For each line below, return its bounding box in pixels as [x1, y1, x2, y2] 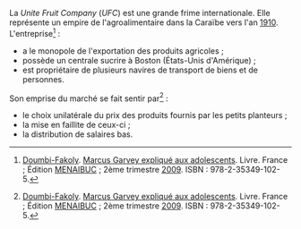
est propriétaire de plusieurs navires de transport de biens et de [21, 64, 258, 75]
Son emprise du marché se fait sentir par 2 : [9, 91, 168, 104]
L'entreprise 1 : [9, 27, 61, 38]
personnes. [21, 73, 64, 84]
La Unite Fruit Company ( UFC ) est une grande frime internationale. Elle [9, 8, 271, 18]
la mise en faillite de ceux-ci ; [21, 120, 131, 131]
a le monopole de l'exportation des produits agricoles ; [21, 45, 224, 56]
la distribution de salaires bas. [21, 129, 133, 140]
